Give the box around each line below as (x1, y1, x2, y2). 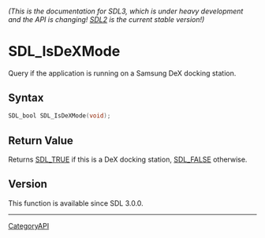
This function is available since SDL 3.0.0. (8, 198, 144, 208)
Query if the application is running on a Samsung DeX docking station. (8, 68, 237, 78)
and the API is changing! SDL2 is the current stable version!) (8, 14, 205, 24)
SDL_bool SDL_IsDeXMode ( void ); (8, 112, 111, 120)
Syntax (8, 91, 44, 104)
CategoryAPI (8, 221, 50, 230)
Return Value (8, 134, 73, 147)
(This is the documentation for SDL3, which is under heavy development (8, 6, 244, 16)
